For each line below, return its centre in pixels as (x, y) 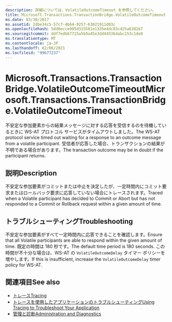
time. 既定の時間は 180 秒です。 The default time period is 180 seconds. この (85, 246)
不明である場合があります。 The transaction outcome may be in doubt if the (84, 150)
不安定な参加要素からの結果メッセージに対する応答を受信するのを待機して (84, 125)
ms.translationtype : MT (31, 39)
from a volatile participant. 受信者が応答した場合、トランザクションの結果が (85, 144)
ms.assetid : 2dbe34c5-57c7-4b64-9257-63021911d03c (60, 24)
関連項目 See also (33, 282)
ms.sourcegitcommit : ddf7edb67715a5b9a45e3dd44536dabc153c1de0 (74, 34)
